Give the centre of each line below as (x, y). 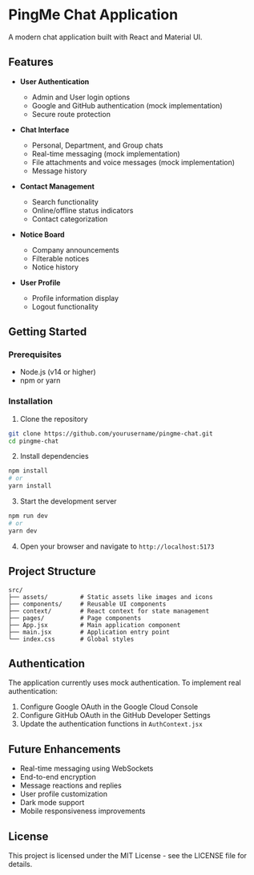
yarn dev (23, 531)
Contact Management (57, 186)
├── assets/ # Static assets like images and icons (111, 597)
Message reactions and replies (71, 786)
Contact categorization (70, 219)
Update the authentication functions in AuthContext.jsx (111, 724)
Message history (59, 171)
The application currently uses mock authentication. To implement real (125, 683)
